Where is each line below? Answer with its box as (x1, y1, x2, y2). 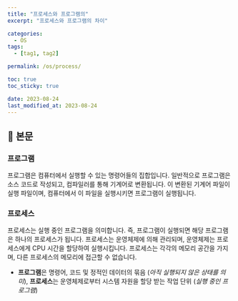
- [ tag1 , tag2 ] (14, 50, 59, 57)
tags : (7, 44, 24, 51)
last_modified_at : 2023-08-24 (7, 102, 98, 109)
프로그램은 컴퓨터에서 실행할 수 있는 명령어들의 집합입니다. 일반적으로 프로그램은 (7, 171, 231, 179)
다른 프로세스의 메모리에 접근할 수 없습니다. (16, 253, 137, 262)
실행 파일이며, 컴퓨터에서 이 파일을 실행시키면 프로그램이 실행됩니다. (7, 189, 197, 197)
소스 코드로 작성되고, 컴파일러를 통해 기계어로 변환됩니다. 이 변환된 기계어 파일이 (7, 180, 231, 189)
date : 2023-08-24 (7, 95, 59, 102)
